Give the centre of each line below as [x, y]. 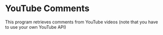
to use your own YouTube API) [36, 27]
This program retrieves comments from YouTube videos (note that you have [81, 22]
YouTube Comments [47, 9]
